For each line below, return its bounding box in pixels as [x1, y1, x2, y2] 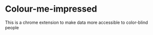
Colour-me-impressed [5, 3, 97, 15]
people [5, 24, 19, 30]
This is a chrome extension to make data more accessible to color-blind [5, 19, 148, 25]
